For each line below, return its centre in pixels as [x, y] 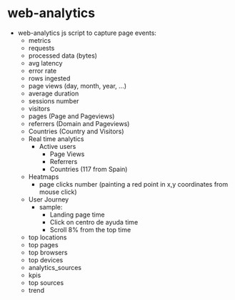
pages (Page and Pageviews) [71, 116]
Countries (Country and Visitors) [76, 131]
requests [41, 48]
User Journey [49, 199]
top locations [47, 237]
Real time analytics [56, 139]
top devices [46, 260]
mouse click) [58, 192]
